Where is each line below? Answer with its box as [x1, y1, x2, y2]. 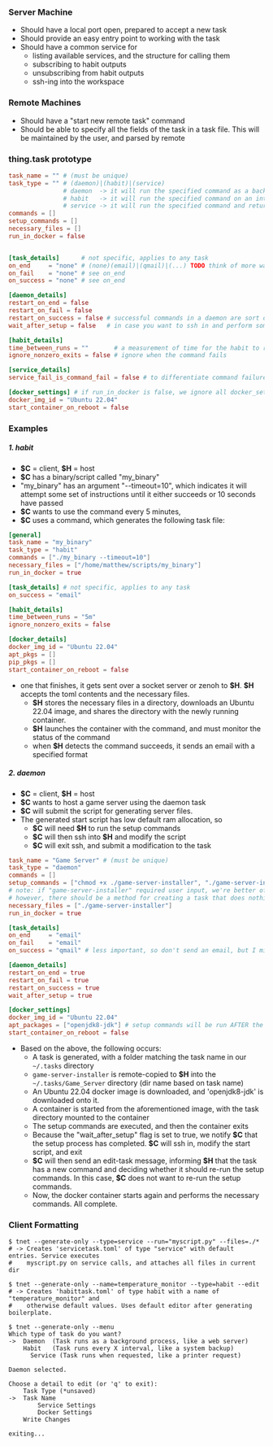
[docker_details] [8, 635, 67, 644]
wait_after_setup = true [8, 991, 93, 1000]
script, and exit [32, 1147, 83, 1156]
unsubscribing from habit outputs [32, 68, 145, 78]
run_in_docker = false [8, 232, 85, 240]
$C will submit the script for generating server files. [19, 806, 193, 816]
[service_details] [8, 366, 71, 374]
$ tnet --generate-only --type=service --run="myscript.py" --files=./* [8, 1238, 260, 1246]
